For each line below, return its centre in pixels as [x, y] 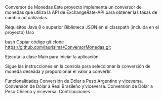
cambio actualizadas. [27, 17]
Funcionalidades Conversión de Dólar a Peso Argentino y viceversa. [74, 81]
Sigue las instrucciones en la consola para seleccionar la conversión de [78, 66]
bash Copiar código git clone [35, 42]
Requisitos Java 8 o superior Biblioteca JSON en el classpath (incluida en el [82, 27]
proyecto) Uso [20, 32]
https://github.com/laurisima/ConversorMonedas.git [58, 47]
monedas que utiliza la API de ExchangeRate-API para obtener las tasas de [81, 12]
